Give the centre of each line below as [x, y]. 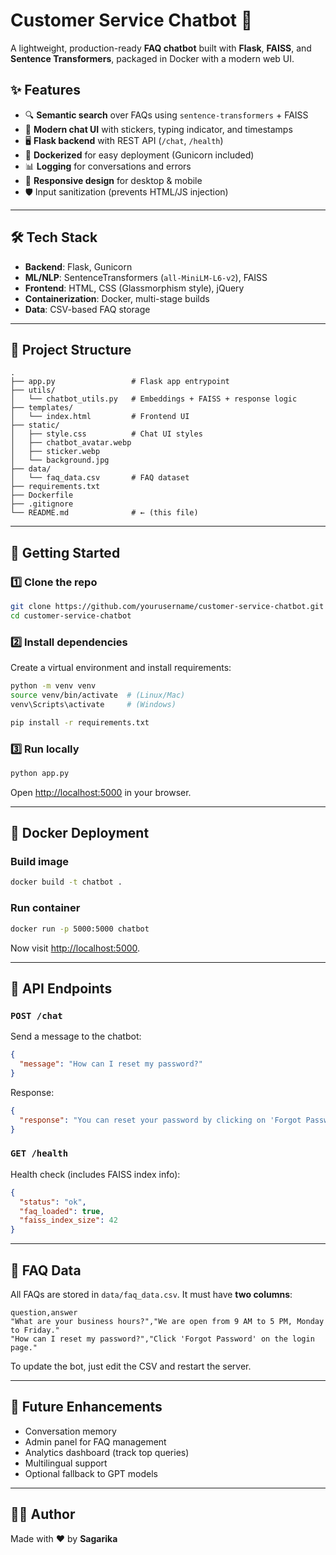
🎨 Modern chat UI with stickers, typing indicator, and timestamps [158, 129]
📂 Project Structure [71, 349]
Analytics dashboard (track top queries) [107, 1452]
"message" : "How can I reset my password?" [111, 1064]
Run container [45, 908]
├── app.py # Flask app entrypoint [120, 382]
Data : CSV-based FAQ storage [87, 309]
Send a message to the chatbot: [76, 1036]
